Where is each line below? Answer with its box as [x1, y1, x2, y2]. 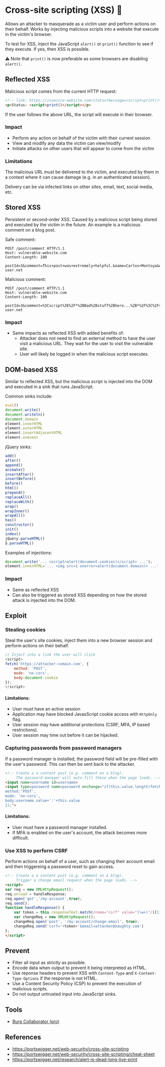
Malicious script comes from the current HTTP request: [5, 88, 117, 94]
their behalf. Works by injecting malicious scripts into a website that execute [5, 26, 159, 32]
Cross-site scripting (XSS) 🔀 [5, 4, 123, 16]
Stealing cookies [5, 626, 46, 633]
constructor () [5, 522, 34, 527]
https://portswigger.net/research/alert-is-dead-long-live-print [12, 1056, 137, 1062]
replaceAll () [5, 495, 32, 500]
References [5, 1033, 41, 1041]
